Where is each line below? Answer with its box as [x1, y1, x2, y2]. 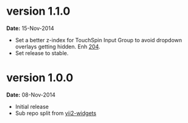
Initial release [15, 103, 49, 110]
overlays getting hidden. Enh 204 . [15, 43, 101, 50]
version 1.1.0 [6, 4, 71, 18]
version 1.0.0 [6, 71, 73, 85]
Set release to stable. [15, 49, 69, 56]
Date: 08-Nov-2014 [6, 91, 56, 99]
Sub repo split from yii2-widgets [15, 109, 96, 117]
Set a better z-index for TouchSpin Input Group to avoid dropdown [15, 36, 183, 43]
